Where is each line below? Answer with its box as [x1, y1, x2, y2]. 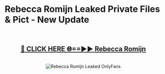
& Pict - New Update [4, 14, 90, 25]
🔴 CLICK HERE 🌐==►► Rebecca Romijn [20, 45, 146, 53]
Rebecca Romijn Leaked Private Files [4, 3, 161, 15]
